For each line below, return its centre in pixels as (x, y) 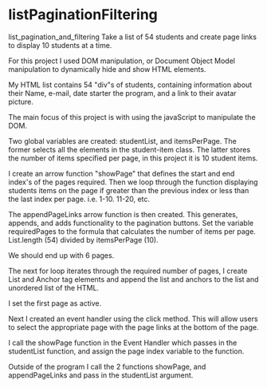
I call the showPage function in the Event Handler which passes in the (123, 342)
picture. (21, 101)
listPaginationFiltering (83, 15)
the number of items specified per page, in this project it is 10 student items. (133, 158)
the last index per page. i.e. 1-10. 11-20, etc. (79, 199)
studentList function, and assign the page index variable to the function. (126, 351)
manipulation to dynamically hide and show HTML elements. (107, 69)
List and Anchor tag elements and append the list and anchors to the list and (133, 279)
